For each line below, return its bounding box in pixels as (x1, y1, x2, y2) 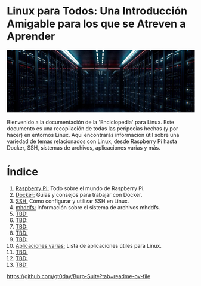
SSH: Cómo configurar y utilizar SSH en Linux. (15, 197, 129, 205)
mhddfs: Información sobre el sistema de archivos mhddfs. (15, 203, 160, 211)
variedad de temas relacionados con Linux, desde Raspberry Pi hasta (7, 138, 178, 145)
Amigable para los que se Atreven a (7, 17, 186, 31)
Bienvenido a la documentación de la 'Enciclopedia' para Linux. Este (7, 118, 175, 126)
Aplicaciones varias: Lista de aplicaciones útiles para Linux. (15, 242, 162, 249)
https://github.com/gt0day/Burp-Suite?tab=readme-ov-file (7, 272, 151, 279)
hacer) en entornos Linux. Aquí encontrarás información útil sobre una (7, 131, 180, 138)
